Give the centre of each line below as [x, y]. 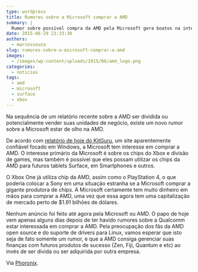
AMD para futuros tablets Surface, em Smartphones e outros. [80, 166]
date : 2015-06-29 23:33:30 [39, 34]
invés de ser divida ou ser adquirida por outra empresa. [73, 251]
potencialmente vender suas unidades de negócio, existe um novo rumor [95, 122]
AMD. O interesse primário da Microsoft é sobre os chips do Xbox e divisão [97, 153]
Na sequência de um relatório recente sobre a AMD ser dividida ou [87, 116]
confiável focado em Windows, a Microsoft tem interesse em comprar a [93, 147]
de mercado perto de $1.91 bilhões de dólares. [62, 202]
